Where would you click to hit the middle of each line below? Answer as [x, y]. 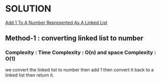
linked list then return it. [30, 75]
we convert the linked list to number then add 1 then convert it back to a [79, 69]
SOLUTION [28, 9]
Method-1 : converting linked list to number [74, 38]
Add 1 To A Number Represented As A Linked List [56, 22]
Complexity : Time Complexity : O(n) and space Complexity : [81, 52]
